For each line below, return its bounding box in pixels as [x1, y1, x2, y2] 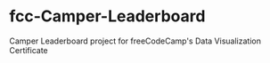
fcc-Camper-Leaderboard [9, 6, 206, 27]
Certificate [9, 44, 49, 55]
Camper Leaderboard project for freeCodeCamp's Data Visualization [9, 35, 261, 46]
